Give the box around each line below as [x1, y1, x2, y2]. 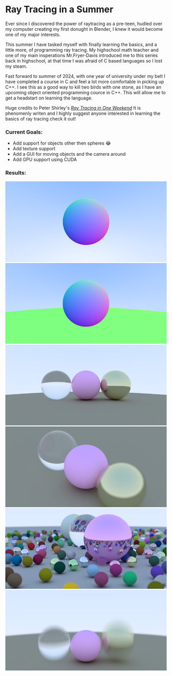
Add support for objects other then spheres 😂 [12, 140, 111, 147]
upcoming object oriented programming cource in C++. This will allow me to [5, 89, 166, 95]
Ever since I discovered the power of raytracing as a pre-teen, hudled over [5, 21, 163, 27]
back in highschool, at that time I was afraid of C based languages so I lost [5, 57, 163, 64]
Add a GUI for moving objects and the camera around [12, 151, 126, 157]
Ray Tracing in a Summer [5, 4, 114, 15]
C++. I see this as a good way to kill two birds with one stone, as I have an [5, 84, 161, 90]
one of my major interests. [5, 31, 60, 37]
